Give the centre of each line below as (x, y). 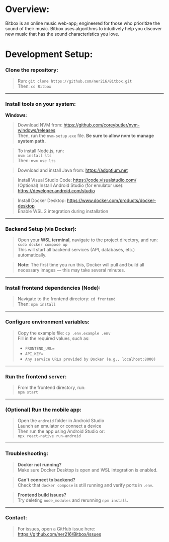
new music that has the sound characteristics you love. (62, 34)
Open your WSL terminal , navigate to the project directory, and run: (88, 240)
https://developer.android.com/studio (56, 190)
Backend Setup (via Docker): (41, 229)
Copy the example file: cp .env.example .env (64, 333)
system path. (32, 141)
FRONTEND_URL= (40, 349)
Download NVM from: (40, 125)
